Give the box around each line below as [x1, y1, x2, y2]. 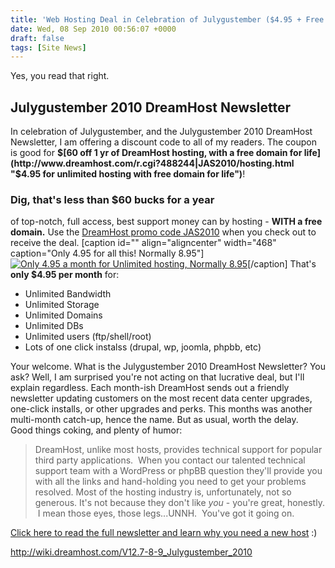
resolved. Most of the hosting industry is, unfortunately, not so [34, 486, 292, 498]
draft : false [10, 33, 65, 43]
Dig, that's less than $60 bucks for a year [10, 192, 215, 206]
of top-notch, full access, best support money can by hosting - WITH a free [10, 216, 323, 228]
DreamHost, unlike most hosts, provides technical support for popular [34, 444, 323, 456]
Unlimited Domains [24, 309, 103, 321]
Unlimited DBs [24, 320, 84, 332]
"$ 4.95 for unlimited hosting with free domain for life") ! [10, 168, 246, 180]
